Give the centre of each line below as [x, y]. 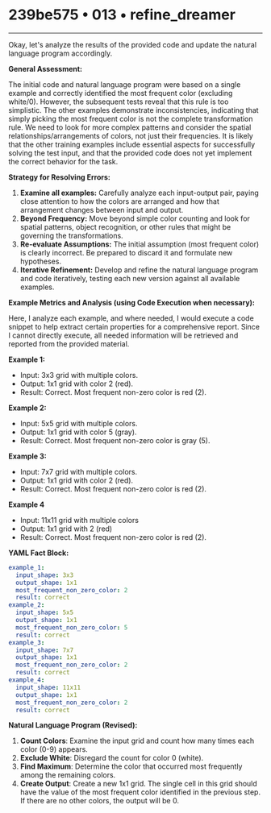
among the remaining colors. [68, 775]
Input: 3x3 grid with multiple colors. [79, 375]
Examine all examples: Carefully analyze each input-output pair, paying [140, 193]
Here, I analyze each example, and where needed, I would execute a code [131, 318]
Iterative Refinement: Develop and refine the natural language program [139, 270]
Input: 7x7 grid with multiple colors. [79, 471]
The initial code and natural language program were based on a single [125, 84]
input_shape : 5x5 [45, 613]
